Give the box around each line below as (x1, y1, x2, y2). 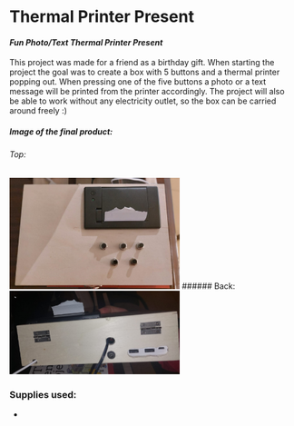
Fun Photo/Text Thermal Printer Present (9, 36, 163, 47)
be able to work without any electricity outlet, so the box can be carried (9, 95, 277, 106)
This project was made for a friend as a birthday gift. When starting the (9, 57, 275, 68)
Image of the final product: (9, 125, 113, 137)
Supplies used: (9, 388, 77, 401)
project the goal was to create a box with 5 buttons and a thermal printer (9, 66, 280, 78)
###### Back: (181, 281, 236, 292)
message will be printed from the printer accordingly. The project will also (9, 86, 285, 97)
